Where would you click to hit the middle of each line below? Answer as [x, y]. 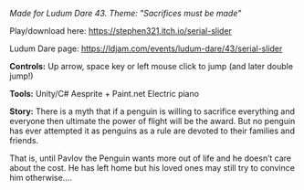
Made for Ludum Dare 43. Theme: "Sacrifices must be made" [126, 13]
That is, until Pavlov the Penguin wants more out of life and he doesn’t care [151, 158]
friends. [24, 140]
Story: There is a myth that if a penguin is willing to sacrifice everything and [152, 111]
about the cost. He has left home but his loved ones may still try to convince [152, 168]
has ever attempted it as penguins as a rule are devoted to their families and [152, 131]
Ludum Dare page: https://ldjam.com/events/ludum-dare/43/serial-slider [146, 48]
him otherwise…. [41, 178]
